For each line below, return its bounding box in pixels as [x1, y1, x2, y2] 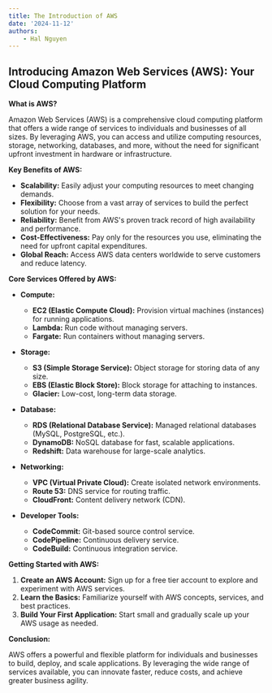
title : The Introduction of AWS [8, 11, 118, 20]
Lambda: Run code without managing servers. [32, 323, 188, 333]
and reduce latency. [19, 258, 87, 268]
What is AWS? [8, 99, 58, 109]
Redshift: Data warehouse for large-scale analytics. [32, 446, 205, 456]
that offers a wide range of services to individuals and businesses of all [8, 123, 247, 133]
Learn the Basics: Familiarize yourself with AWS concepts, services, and [19, 592, 264, 602]
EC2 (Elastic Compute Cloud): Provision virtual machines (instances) [32, 305, 265, 315]
